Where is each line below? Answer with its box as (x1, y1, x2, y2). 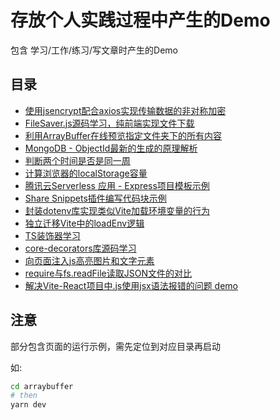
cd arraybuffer (10, 381, 74, 391)
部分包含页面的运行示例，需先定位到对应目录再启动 (10, 340, 221, 352)
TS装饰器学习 (24, 229, 81, 241)
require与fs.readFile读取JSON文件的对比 (24, 267, 192, 279)
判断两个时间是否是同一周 (24, 154, 131, 166)
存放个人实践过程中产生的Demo (10, 9, 271, 32)
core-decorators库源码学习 (24, 242, 137, 254)
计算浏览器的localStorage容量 (24, 167, 148, 179)
